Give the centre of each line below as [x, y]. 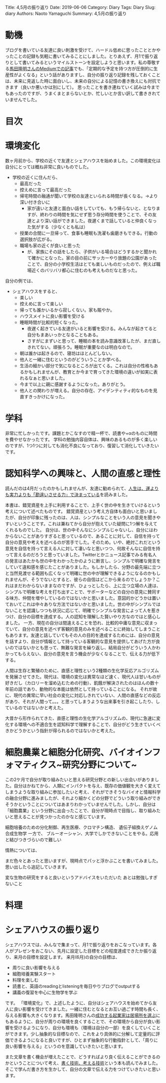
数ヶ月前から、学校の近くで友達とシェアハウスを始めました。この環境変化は [83, 161]
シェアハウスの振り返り [53, 930]
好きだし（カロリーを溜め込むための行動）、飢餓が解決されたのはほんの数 [80, 683]
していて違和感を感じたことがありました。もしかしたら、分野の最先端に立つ [83, 567]
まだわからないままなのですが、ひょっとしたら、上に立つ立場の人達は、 [87, 585]
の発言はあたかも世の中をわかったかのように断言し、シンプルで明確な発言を [83, 561]
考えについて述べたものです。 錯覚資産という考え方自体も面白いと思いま [79, 511]
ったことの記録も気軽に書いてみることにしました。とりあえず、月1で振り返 [82, 56]
